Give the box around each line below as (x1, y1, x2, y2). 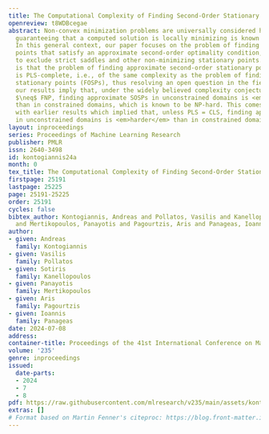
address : (8, 332, 38, 340)
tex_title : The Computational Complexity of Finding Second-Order (8, 168, 235, 176)
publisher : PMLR (8, 138, 62, 147)
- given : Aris (8, 295, 56, 303)
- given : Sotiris (8, 265, 66, 273)
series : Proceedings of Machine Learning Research (8, 131, 181, 139)
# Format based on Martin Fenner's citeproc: (8, 414, 163, 422)
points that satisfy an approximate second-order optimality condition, (15, 49, 263, 57)
